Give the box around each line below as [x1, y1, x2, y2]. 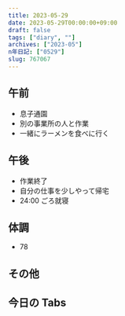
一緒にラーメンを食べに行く [19, 128, 110, 138]
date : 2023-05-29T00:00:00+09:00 [8, 19, 118, 27]
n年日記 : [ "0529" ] [8, 48, 65, 56]
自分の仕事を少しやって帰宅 [19, 186, 109, 195]
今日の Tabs [8, 296, 67, 310]
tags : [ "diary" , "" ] [8, 33, 76, 42]
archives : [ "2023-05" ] [8, 41, 83, 49]
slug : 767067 [8, 56, 51, 64]
